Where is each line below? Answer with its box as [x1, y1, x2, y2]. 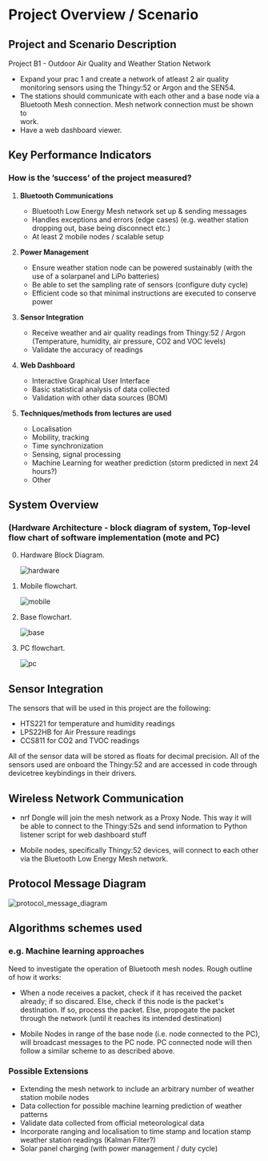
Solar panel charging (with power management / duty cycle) [19, 1143, 218, 1153]
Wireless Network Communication [8, 791, 184, 805]
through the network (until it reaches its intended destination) [19, 1013, 222, 1022]
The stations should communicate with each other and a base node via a [19, 91, 260, 101]
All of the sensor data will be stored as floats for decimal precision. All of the [8, 751, 260, 761]
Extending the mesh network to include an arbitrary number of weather [19, 1083, 254, 1094]
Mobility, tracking [31, 432, 90, 442]
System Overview [8, 498, 99, 512]
